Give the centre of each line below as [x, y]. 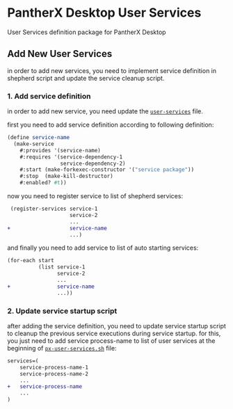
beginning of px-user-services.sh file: [62, 348]
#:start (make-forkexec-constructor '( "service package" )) [107, 170]
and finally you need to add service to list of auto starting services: [103, 248]
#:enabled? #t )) [43, 183]
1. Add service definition [49, 96]
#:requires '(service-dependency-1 [71, 157]
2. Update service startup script [62, 311]
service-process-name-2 [54, 374]
